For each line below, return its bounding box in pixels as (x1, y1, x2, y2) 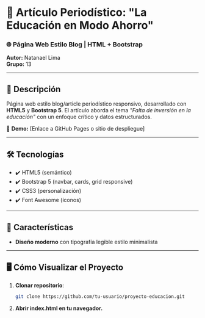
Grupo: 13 (6, 60, 32, 68)
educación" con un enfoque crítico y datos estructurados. (6, 113, 153, 121)
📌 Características (6, 222, 74, 233)
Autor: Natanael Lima (6, 54, 61, 62)
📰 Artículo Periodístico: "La (6, 5, 147, 20)
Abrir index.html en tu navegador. (15, 305, 103, 312)
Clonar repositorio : (15, 281, 64, 289)
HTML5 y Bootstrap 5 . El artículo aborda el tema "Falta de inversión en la (6, 107, 191, 114)
